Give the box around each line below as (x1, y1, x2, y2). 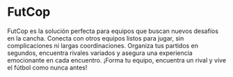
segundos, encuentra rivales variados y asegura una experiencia (7, 49, 193, 57)
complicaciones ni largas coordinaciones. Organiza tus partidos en (7, 41, 199, 49)
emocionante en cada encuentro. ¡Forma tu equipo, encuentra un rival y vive (7, 56, 227, 64)
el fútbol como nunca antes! (7, 63, 88, 71)
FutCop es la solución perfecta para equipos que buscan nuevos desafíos (7, 27, 219, 35)
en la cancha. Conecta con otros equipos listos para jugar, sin (7, 34, 184, 42)
